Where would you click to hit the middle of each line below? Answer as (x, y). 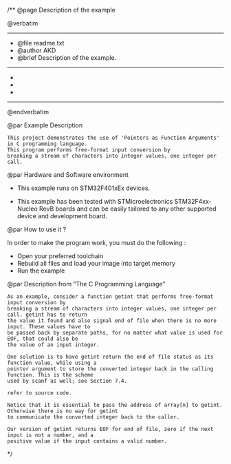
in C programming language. (47, 144)
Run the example (41, 271)
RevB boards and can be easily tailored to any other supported (128, 209)
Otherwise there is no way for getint (63, 411)
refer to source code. (40, 393)
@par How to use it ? (37, 229)
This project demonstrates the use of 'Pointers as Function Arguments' (113, 138)
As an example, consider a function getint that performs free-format (110, 297)
